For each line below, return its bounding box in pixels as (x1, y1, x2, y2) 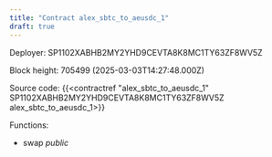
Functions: (9, 120, 49, 131)
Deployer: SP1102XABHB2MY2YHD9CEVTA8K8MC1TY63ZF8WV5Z (9, 47, 263, 58)
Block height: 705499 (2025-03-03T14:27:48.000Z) (9, 65, 205, 76)
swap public (22, 137, 69, 148)
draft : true (9, 22, 55, 31)
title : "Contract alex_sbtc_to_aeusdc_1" (9, 13, 170, 23)
